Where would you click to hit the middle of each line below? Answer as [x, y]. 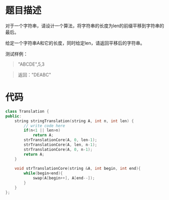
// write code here [45, 126]
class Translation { [27, 111]
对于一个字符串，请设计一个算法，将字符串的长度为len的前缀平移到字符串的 [85, 26]
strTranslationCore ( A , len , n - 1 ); [60, 145]
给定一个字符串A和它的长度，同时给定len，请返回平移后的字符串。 [75, 43]
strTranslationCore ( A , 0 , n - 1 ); [58, 149]
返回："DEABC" [34, 74]
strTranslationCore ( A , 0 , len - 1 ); [60, 140]
